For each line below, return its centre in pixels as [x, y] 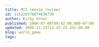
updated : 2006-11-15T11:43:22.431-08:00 [48, 28]
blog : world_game [23, 32]
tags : [11, 37]
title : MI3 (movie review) [33, 10]
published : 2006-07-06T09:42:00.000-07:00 [49, 23]
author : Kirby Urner [26, 19]
